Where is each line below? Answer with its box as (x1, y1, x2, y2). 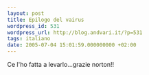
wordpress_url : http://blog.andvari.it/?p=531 (7, 29, 143, 36)
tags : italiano (7, 35, 51, 42)
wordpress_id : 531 (7, 22, 60, 29)
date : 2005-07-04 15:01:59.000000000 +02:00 (7, 42, 137, 48)
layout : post (7, 10, 45, 17)
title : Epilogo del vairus (7, 16, 84, 23)
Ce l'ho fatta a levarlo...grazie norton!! (7, 61, 115, 68)
